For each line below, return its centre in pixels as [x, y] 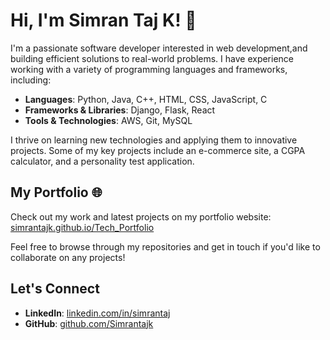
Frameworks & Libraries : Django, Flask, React [120, 110]
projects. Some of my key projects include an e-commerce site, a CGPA [158, 150]
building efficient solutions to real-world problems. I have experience [152, 58]
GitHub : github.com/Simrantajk [89, 323]
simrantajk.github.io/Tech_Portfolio [82, 227]
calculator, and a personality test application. [102, 161]
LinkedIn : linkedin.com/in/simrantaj [97, 313]
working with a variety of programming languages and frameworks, [149, 69]
